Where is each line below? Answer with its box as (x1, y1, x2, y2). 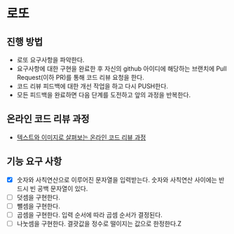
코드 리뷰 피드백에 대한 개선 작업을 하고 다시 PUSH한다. (16, 82, 169, 90)
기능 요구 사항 (6, 156, 62, 167)
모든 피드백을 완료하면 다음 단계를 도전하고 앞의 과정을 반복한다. (16, 91, 191, 99)
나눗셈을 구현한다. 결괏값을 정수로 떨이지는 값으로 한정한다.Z (16, 219, 182, 228)
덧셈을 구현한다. (16, 193, 60, 201)
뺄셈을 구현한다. (16, 202, 60, 210)
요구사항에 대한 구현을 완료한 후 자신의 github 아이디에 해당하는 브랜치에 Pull (16, 64, 227, 73)
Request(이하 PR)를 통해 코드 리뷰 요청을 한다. (16, 74, 144, 81)
